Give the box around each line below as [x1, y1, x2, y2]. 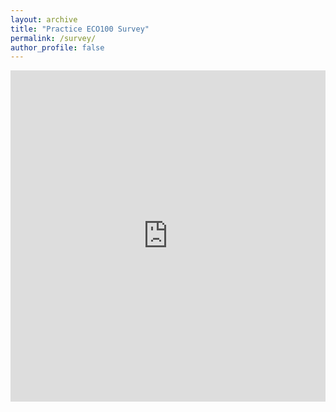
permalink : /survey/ [10, 33, 97, 43]
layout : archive [10, 14, 78, 25]
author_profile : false [10, 42, 105, 53]
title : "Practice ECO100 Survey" [10, 24, 150, 34]
